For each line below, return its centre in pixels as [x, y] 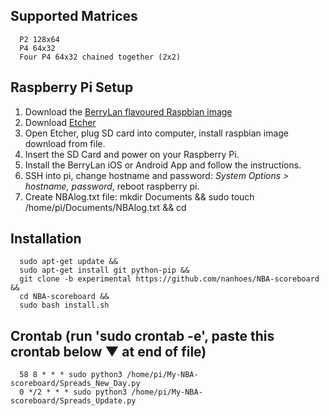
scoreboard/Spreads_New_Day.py [75, 384]
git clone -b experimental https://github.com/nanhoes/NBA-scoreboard [169, 279]
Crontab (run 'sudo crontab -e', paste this [142, 335]
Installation [46, 239]
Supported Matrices [74, 16]
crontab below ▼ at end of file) [108, 351]
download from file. [65, 143]
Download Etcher [60, 122]
